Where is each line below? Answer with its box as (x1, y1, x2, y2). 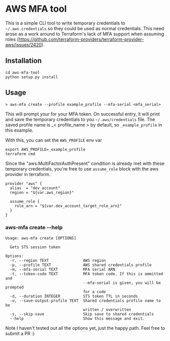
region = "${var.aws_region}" (10, 190, 74, 195)
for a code (83, 289, 106, 294)
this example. (5, 127, 34, 133)
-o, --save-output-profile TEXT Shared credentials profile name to (10, 298, 161, 303)
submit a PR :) (5, 330, 35, 336)
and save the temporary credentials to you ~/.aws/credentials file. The (5, 116, 155, 123)
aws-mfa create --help (5, 224, 63, 231)
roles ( (5, 36, 19, 42)
